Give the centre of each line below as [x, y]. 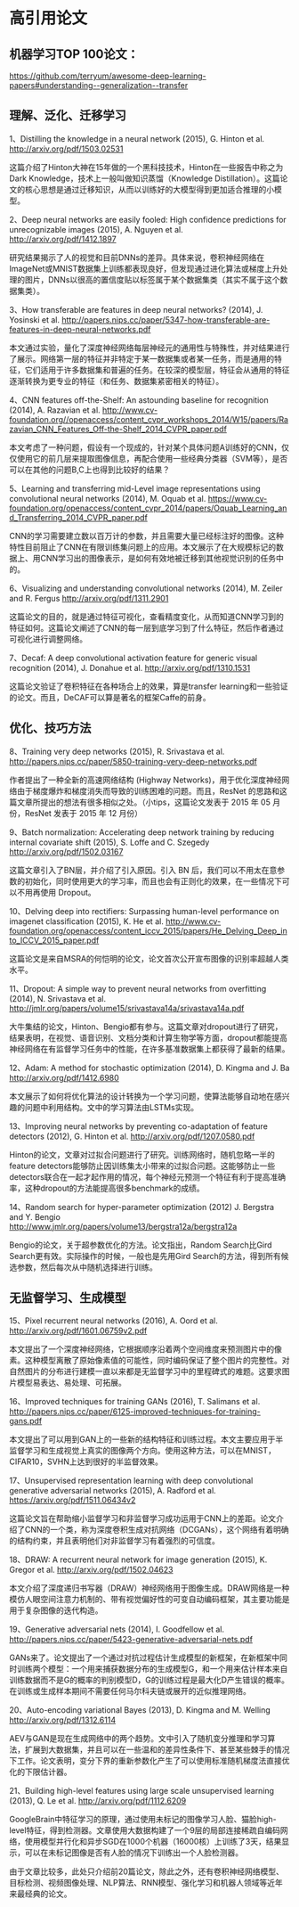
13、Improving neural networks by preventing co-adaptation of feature [139, 1126]
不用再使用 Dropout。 [56, 892]
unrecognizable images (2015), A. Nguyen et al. [97, 229]
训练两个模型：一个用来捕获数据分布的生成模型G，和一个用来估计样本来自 [152, 1669]
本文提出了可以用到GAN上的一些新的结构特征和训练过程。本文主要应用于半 [146, 1439]
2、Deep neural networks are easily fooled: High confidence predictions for [148, 219]
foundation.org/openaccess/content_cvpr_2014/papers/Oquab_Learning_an [148, 508]
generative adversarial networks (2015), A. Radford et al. [113, 1491]
